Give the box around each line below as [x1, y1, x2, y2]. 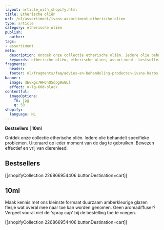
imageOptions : [9, 93, 38, 98]
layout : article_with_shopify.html [5, 7, 78, 12]
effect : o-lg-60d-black [9, 84, 58, 90]
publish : [5, 30, 23, 35]
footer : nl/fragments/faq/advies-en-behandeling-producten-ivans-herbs [9, 71, 159, 76]
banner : [5, 75, 21, 80]
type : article [5, 21, 34, 26]
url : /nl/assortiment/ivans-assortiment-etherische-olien [5, 16, 125, 21]
